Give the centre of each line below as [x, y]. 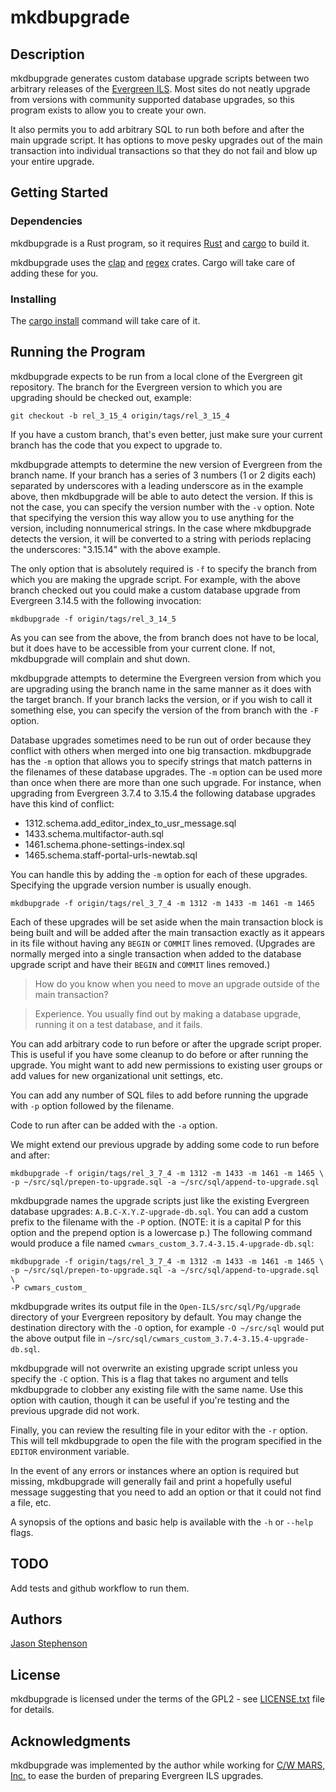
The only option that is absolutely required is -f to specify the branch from [164, 568]
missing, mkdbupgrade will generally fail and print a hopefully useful [151, 1481]
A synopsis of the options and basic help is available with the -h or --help [162, 1522]
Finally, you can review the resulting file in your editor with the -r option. [159, 1430]
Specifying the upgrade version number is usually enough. [131, 885]
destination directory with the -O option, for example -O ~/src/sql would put [167, 1327]
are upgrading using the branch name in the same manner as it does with [161, 688]
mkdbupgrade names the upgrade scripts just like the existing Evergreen [160, 1200]
